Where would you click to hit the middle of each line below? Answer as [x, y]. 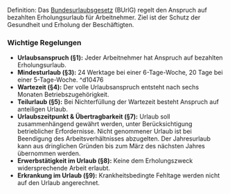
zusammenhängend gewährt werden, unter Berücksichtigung [105, 124]
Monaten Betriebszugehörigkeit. [63, 95]
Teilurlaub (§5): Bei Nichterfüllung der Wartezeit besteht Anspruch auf [118, 102]
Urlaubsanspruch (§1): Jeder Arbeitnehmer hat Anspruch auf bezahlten [120, 58]
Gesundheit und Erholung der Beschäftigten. [71, 25]
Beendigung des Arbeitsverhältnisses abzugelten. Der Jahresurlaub [114, 139]
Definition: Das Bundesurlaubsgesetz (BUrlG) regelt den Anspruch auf [107, 10]
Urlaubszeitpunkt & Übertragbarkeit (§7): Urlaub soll [94, 116]
